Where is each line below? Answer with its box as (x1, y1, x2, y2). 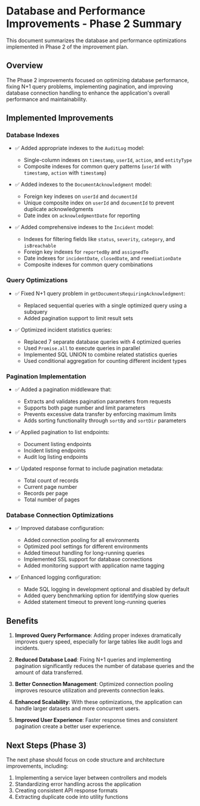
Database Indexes (6, 131, 60, 139)
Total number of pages (23, 496, 80, 503)
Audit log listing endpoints (23, 453, 88, 461)
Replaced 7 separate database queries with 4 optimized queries (23, 338, 181, 345)
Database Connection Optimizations (6, 511, 114, 519)
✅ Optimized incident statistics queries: (14, 326, 112, 333)
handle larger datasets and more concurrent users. (14, 705, 140, 712)
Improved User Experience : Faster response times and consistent (14, 717, 178, 724)
